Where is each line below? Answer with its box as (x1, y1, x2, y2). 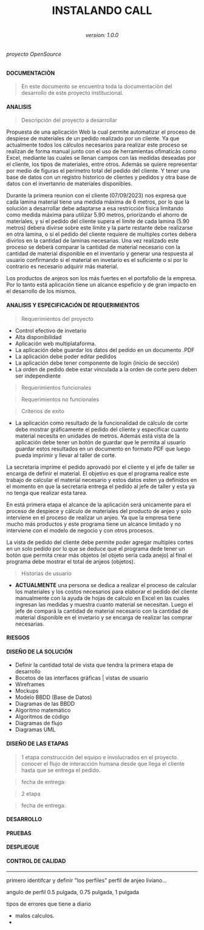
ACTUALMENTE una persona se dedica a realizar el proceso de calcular (15, 581, 197, 588)
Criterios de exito (21, 407, 65, 415)
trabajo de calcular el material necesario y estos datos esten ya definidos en (6, 476, 197, 483)
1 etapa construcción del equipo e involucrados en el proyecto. (21, 753, 179, 760)
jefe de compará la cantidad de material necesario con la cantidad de (15, 607, 189, 615)
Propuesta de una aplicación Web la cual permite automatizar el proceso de (6, 128, 196, 136)
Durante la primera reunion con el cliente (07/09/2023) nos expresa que (6, 192, 187, 199)
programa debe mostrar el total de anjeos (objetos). (6, 557, 135, 565)
